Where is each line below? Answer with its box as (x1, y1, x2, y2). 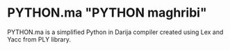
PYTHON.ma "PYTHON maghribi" (7, 5, 207, 21)
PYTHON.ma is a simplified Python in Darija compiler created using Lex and (7, 28, 224, 36)
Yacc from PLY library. (7, 35, 72, 43)
